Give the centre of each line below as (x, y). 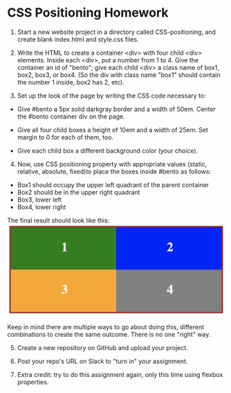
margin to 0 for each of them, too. (65, 137)
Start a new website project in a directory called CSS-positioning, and (117, 32)
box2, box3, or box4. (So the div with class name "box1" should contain (119, 75)
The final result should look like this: (58, 220)
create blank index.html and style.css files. (78, 39)
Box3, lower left (39, 200)
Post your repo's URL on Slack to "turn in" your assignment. (102, 361)
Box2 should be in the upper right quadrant (78, 192)
